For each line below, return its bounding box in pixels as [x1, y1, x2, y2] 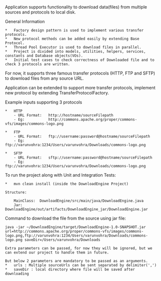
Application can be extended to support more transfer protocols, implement [5, 85, 156, 90]
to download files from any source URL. [5, 75, 84, 81]
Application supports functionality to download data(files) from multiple [5, 4, 147, 10]
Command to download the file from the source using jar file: [5, 215, 126, 221]
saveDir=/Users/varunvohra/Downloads [24, 237, 101, 242]
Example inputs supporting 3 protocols [5, 99, 82, 105]
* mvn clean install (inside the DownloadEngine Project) [5, 181, 129, 186]
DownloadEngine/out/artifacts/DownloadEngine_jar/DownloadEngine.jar [5, 207, 148, 212]
